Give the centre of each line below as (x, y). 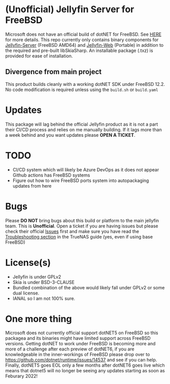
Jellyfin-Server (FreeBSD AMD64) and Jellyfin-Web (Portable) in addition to (84, 45)
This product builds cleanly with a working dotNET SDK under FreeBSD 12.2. (85, 84)
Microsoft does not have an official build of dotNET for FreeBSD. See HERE (83, 34)
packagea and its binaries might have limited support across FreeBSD (78, 338)
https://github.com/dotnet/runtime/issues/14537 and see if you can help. (81, 360)
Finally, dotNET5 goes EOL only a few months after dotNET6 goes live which (85, 365)
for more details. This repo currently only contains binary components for (82, 40)
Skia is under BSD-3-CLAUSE (43, 282)
